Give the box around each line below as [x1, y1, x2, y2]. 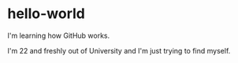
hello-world [7, 5, 86, 23]
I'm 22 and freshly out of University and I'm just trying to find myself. [7, 46, 231, 55]
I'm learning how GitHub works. [7, 31, 110, 40]
